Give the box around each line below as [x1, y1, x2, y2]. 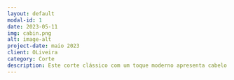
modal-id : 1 [7, 17, 42, 24]
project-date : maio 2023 [7, 42, 80, 49]
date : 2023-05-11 [7, 23, 58, 30]
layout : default [7, 10, 55, 17]
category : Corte [7, 56, 55, 63]
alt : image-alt [7, 36, 52, 43]
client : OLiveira [7, 49, 58, 56]
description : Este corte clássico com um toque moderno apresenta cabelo [7, 62, 228, 69]
